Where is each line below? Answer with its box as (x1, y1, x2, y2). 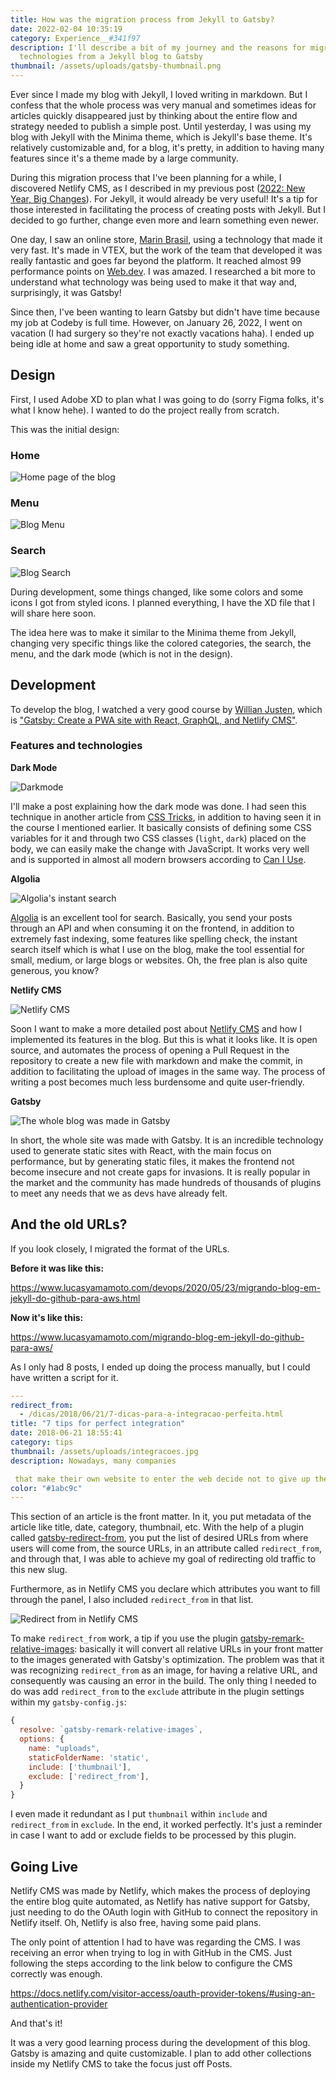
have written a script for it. (10, 1371, 119, 1383)
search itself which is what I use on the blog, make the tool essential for (10, 943, 305, 955)
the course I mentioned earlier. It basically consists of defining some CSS (10, 821, 312, 833)
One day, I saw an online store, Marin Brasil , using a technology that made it (10, 234, 323, 245)
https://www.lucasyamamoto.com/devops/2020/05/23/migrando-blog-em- (10, 1281, 321, 1293)
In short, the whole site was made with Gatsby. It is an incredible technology (10, 1134, 324, 1146)
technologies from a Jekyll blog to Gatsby (19, 52, 203, 62)
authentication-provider (10, 1997, 108, 2010)
